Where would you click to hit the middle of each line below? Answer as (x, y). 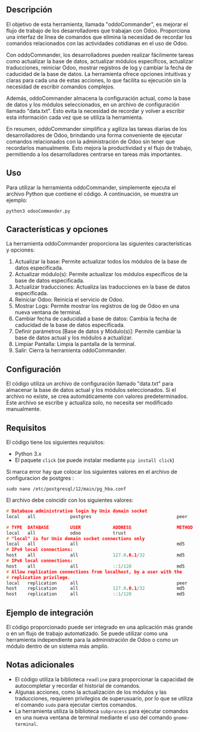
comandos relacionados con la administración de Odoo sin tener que (91, 141)
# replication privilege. (38, 577)
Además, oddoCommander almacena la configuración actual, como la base (99, 98)
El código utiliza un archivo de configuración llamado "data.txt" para (90, 384)
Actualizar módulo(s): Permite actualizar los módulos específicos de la (101, 274)
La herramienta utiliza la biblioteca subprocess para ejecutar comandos (101, 711)
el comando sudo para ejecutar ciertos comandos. (76, 705)
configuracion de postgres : (40, 478)
